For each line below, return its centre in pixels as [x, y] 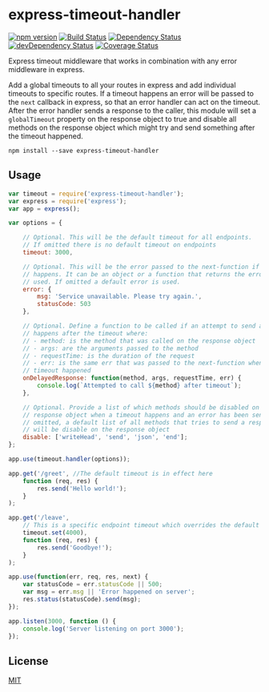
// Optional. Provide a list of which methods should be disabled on [141, 407]
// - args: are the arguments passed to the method [110, 348]
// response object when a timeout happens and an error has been [136, 415]
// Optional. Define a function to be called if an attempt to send [139, 326]
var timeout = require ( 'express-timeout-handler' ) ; [96, 194]
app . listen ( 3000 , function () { [62, 621]
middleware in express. [47, 69]
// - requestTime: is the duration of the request [109, 356]
